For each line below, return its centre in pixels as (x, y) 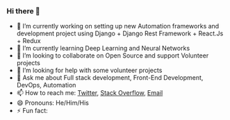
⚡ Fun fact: (32, 111)
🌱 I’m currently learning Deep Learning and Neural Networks (103, 49)
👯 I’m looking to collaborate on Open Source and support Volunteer (113, 55)
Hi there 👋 (24, 11)
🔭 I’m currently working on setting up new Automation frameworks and (118, 26)
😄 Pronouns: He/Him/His (53, 103)
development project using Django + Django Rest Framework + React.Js (120, 33)
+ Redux (28, 41)
